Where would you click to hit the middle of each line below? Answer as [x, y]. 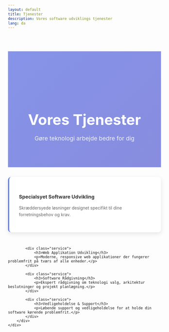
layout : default [24, 9]
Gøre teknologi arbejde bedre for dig [84, 138]
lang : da [17, 23]
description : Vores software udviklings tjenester [60, 18]
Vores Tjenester [84, 120]
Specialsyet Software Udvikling [57, 197]
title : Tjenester [25, 14]
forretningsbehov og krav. [45, 215]
